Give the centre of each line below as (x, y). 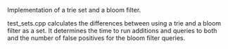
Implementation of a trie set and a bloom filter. (74, 10)
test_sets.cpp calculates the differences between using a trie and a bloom (114, 23)
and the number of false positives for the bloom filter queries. (96, 38)
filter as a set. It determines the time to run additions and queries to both (112, 31)
